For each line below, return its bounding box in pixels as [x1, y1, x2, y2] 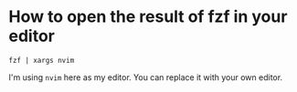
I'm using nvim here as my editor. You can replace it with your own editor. [8, 71, 283, 83]
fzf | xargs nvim [8, 56, 75, 65]
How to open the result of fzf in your [8, 6, 288, 27]
